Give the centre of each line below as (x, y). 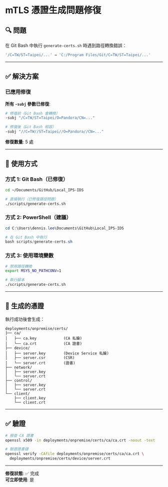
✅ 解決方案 (22, 76)
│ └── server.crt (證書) (40, 363)
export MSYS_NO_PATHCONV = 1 (33, 271)
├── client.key (30, 398)
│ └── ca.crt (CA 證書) (44, 343)
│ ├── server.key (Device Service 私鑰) (57, 353)
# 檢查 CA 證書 (19, 435)
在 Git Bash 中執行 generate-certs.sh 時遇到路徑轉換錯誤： (66, 45)
